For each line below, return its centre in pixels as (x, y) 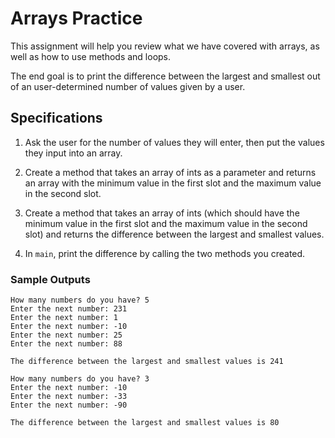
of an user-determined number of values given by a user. (128, 86)
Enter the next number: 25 (66, 335)
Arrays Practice (76, 18)
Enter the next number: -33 (69, 397)
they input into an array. (73, 153)
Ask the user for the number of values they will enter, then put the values (174, 142)
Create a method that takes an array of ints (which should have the (162, 213)
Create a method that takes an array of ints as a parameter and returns (170, 172)
